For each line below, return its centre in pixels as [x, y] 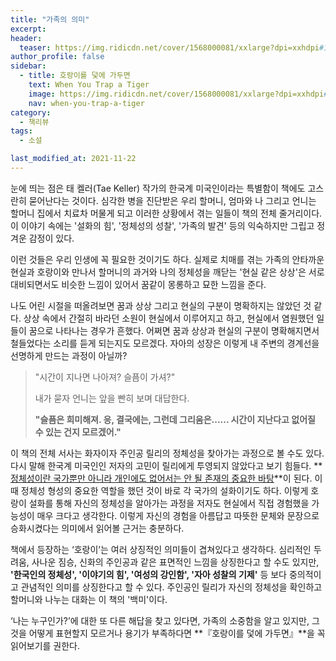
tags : [21, 131]
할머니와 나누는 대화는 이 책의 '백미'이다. [89, 599]
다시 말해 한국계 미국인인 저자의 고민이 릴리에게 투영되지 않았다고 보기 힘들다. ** [166, 465]
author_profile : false [57, 57]
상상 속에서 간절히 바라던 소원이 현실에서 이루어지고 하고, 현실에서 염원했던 [169, 318]
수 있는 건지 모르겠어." [78, 432]
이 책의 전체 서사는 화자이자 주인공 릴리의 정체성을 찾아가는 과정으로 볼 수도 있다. [167, 453]
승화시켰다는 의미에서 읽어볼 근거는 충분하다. [97, 528]
